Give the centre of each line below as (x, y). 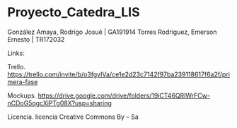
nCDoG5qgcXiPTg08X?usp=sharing (59, 103)
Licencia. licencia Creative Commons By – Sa (73, 117)
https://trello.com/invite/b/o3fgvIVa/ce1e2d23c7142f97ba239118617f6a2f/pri (118, 74)
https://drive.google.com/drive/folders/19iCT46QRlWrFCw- (124, 95)
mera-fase (23, 81)
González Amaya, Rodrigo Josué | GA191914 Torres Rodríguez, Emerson (112, 32)
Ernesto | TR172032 (36, 39)
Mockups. (22, 95)
